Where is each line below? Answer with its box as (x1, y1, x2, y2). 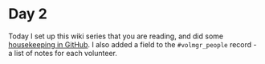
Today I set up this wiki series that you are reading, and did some (8, 31, 223, 41)
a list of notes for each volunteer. (8, 48, 118, 58)
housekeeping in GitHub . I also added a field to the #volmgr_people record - (8, 39, 257, 49)
